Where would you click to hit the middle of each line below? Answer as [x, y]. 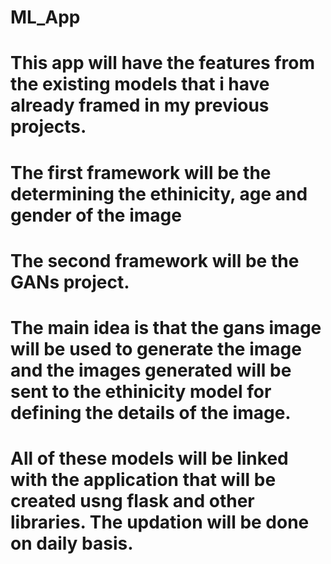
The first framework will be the [141, 172]
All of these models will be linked [149, 458]
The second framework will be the [155, 260]
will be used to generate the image [156, 348]
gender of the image [96, 215]
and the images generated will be [151, 370]
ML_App [45, 17]
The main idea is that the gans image [166, 327]
